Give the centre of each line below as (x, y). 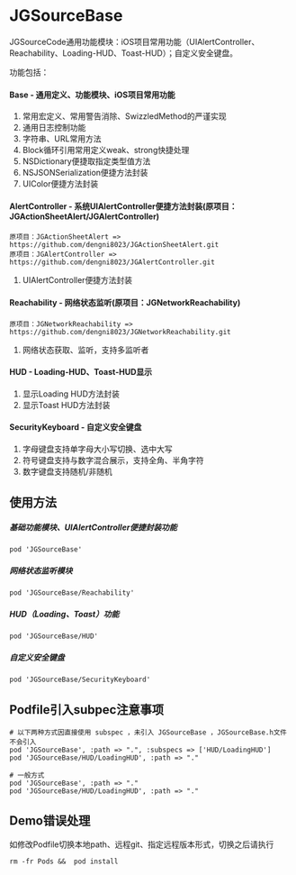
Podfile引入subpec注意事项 (87, 710)
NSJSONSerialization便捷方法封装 (85, 173)
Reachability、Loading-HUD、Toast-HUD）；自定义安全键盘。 (124, 53)
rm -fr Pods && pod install (64, 861)
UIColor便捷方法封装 (60, 184)
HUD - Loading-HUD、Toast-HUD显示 (81, 372)
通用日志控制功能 (54, 128)
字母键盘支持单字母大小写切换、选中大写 (97, 449)
